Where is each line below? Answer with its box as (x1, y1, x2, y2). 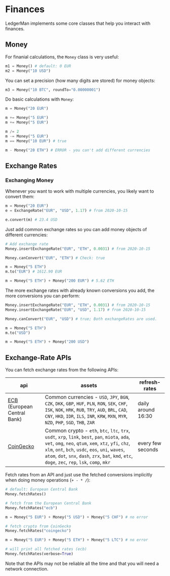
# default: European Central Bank (5, 487, 78, 492)
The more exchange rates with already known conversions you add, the (5, 287, 155, 294)
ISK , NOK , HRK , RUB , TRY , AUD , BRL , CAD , (45, 406, 128, 413)
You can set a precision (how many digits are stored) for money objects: (5, 77, 155, 83)
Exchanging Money (5, 176, 54, 184)
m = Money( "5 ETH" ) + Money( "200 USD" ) (5, 339, 90, 344)
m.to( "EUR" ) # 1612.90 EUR (5, 269, 62, 274)
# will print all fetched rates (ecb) (5, 547, 87, 552)
